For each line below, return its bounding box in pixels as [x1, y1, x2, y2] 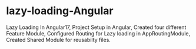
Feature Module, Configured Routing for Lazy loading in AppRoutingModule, [6, 30, 190, 37]
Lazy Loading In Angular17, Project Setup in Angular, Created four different [6, 24, 187, 31]
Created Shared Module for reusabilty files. [6, 36, 111, 43]
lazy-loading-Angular [6, 4, 114, 18]
